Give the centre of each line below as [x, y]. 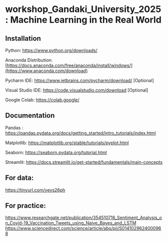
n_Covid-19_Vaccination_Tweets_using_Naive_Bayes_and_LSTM [71, 223]
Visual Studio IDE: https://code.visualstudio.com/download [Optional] [77, 90]
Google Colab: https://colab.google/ [42, 100]
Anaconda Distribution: [29, 60]
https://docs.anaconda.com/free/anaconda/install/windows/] [70, 65]
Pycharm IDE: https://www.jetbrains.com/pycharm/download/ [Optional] [80, 80]
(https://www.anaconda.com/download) [46, 71]
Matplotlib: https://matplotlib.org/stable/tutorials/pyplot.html [67, 143]
